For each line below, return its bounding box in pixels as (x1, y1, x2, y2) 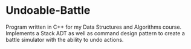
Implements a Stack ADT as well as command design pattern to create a (5, 29, 186, 36)
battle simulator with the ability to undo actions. (5, 36, 124, 43)
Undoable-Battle (5, 4, 91, 17)
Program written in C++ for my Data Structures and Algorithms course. (5, 23, 182, 30)
